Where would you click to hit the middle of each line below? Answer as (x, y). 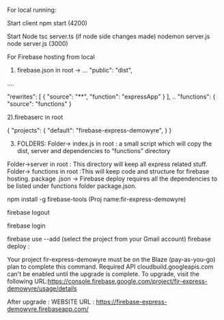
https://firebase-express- (131, 302)
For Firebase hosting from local (51, 57)
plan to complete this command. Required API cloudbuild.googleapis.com (110, 267)
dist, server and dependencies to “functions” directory (94, 151)
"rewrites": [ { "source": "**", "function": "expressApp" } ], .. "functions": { (111, 96)
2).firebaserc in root (35, 117)
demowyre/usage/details (42, 289)
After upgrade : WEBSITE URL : (51, 302)
